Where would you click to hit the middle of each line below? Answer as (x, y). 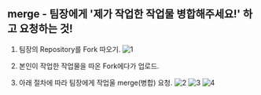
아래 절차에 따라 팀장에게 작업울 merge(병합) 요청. (96, 82)
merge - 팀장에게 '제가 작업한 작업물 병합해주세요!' (124, 14)
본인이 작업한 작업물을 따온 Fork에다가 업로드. (89, 66)
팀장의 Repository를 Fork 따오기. (70, 49)
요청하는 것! (46, 29)
